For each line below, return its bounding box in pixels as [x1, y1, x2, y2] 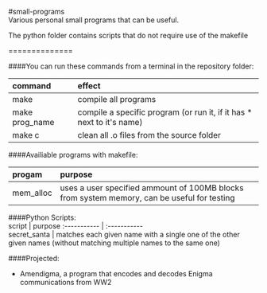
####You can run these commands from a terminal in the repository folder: [8, 61, 254, 71]
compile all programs [77, 94, 157, 104]
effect [77, 80, 101, 91]
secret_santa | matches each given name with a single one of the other [8, 230, 240, 239]
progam [12, 169, 43, 180]
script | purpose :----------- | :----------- [8, 221, 143, 230]
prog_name [12, 117, 55, 127]
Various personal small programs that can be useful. [8, 15, 180, 25]
